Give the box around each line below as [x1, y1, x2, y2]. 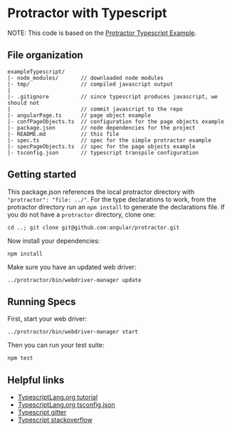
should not [7, 99, 40, 106]
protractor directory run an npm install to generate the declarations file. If [7, 202, 226, 211]
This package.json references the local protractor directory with [7, 187, 195, 196]
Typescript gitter [17, 408, 67, 417]
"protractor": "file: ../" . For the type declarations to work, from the [7, 194, 217, 204]
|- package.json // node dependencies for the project [7, 124, 196, 131]
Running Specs [7, 296, 76, 308]
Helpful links [7, 374, 65, 386]
